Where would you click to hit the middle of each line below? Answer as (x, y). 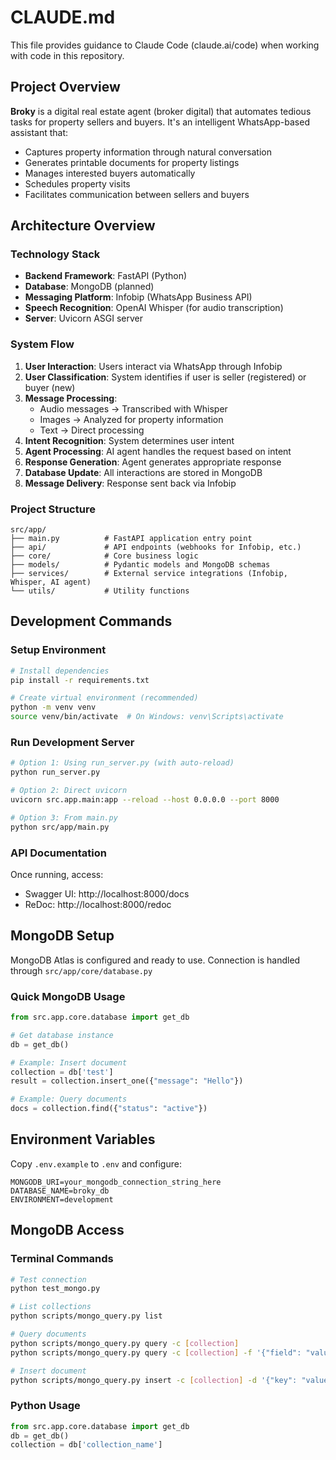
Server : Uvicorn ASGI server (83, 318)
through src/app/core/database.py (81, 970)
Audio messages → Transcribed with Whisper (133, 408)
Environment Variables (83, 1139)
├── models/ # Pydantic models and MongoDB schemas (140, 565)
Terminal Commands (62, 1259)
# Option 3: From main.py (64, 817)
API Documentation (59, 853)
